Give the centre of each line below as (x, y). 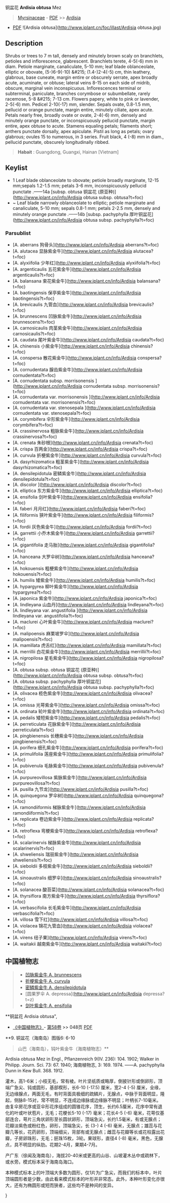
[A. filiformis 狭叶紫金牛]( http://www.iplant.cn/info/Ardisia (72, 515)
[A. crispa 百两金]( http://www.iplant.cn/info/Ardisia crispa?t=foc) (80, 449)
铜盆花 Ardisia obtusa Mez (33, 7)
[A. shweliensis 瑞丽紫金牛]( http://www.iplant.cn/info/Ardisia (75, 854)
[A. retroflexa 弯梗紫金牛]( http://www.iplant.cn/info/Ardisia (73, 830)
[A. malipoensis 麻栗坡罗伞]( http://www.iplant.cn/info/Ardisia (76, 633)
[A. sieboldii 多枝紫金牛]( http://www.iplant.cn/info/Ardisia (72, 866)
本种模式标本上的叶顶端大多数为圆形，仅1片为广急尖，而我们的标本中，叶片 (84, 1173)
